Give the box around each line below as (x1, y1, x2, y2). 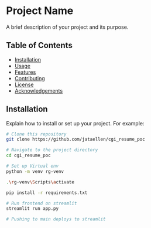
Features (14, 69, 36, 76)
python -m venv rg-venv (6, 168, 64, 174)
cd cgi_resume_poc (6, 152, 51, 159)
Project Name (6, 4, 74, 18)
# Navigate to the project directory (6, 147, 98, 153)
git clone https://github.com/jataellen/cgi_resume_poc (6, 137, 145, 142)
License (14, 81, 34, 88)
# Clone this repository (6, 131, 67, 137)
